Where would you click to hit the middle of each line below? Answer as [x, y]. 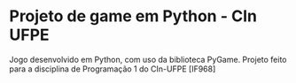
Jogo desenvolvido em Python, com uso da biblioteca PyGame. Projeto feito [148, 59]
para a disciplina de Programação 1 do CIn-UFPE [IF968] [113, 69]
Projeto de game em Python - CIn [133, 16]
